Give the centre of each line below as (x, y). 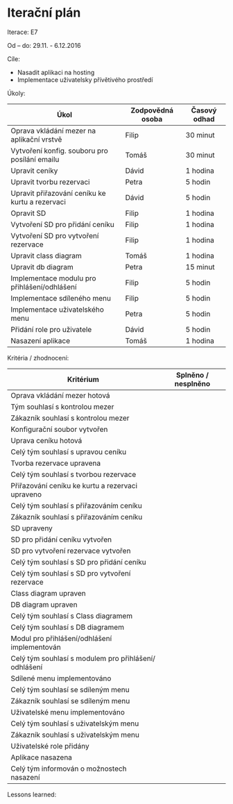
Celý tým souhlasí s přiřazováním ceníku (76, 505)
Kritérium (83, 379)
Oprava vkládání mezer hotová (60, 395)
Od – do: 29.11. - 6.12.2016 (44, 45)
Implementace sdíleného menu (61, 298)
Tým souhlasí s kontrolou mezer (62, 406)
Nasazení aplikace (41, 340)
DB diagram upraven (44, 604)
